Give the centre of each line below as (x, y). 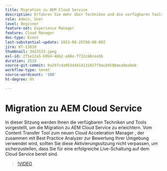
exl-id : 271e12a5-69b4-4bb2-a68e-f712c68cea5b (54, 56)
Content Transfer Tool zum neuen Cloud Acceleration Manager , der (75, 133)
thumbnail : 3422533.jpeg (31, 51)
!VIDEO (25, 164)
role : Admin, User (24, 19)
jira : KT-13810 (21, 47)
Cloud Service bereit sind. (32, 154)
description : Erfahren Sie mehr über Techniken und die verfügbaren (78, 14)
